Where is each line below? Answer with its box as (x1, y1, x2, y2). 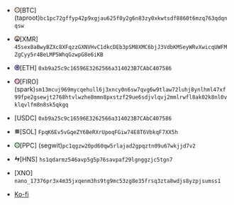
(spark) (13, 85, 36, 93)
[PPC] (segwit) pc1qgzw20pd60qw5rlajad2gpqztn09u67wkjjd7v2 (19, 141, 196, 150)
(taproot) (13, 13, 40, 22)
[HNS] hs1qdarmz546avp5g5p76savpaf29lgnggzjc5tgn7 (19, 155, 173, 163)
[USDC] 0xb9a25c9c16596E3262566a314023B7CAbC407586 (13, 113, 172, 122)
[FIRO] (19, 77, 39, 86)
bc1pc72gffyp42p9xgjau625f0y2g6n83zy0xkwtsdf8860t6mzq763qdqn (40, 15, 228, 22)
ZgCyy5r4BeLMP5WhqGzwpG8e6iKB (13, 51, 104, 58)
